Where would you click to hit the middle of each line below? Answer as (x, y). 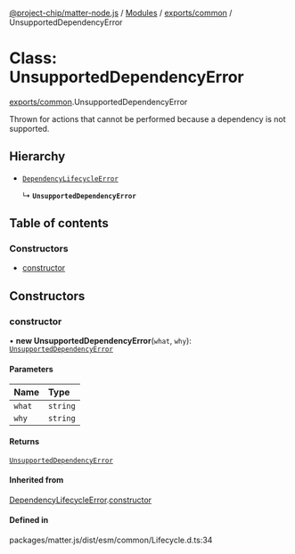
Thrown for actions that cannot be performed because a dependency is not (148, 118)
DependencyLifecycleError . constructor (81, 500)
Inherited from (37, 480)
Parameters (31, 369)
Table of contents (59, 223)
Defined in (29, 520)
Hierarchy (37, 156)
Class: (33, 58)
